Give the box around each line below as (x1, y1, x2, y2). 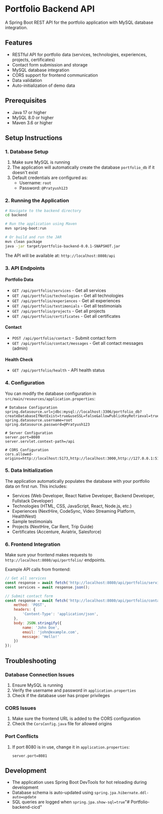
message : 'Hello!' (22, 634, 60, 639)
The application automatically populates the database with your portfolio (5, 478, 150, 484)
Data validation (12, 77, 42, 83)
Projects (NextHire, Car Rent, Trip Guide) (12, 523, 94, 529)
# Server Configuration (5, 430, 53, 435)
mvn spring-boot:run (5, 226, 47, 231)
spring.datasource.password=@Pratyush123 (5, 422, 90, 427)
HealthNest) (12, 513, 36, 519)
